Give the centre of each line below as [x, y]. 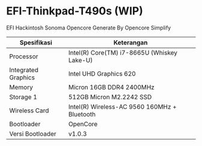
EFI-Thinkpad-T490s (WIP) [75, 11]
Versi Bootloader [33, 133]
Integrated [24, 70]
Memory [21, 87]
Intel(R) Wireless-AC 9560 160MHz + [123, 106]
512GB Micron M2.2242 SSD [110, 97]
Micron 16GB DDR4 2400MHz [112, 87]
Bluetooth [82, 114]
